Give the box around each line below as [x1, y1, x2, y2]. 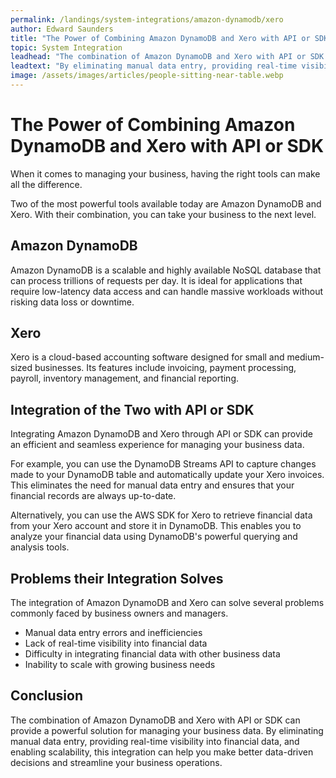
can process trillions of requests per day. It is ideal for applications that [10, 274, 303, 286]
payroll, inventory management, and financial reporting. [10, 372, 240, 385]
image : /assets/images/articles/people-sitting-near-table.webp [10, 71, 284, 81]
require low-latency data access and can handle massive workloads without [10, 285, 324, 297]
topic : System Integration [10, 42, 123, 53]
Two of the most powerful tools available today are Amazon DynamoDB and [10, 197, 322, 210]
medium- [286, 351, 325, 363]
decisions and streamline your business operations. [10, 756, 223, 768]
